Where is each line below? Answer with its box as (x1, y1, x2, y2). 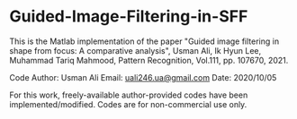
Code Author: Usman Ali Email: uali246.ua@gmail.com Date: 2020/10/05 (9, 72, 277, 82)
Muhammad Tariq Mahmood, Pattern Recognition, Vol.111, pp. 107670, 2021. (9, 55, 289, 65)
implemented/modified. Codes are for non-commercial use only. (9, 98, 247, 109)
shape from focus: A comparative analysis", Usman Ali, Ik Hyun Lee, (9, 45, 262, 55)
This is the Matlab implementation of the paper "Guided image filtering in (9, 36, 280, 47)
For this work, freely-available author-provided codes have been (9, 89, 248, 100)
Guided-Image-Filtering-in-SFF (9, 6, 248, 27)
